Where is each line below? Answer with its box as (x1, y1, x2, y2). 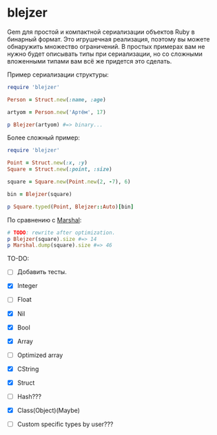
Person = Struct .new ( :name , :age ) (7, 96, 107, 103)
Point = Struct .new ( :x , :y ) (7, 159, 88, 166)
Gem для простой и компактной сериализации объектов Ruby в (7, 28, 195, 36)
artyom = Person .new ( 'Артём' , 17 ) (7, 108, 107, 115)
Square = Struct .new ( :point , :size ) (7, 166, 112, 173)
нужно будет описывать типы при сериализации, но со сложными (7, 50, 203, 58)
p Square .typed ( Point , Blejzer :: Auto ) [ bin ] (7, 203, 134, 210)
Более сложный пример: (7, 133, 81, 142)
